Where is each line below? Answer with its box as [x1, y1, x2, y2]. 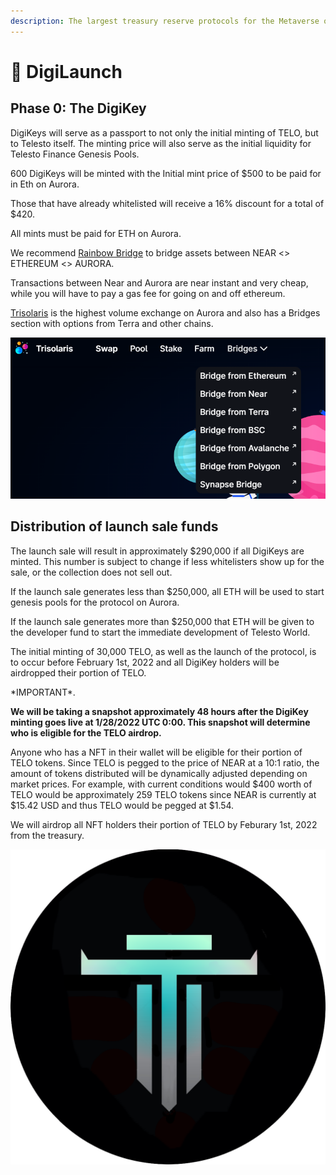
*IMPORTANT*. [10, 686, 76, 698]
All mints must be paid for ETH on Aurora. [10, 227, 182, 239]
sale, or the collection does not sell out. [10, 566, 173, 578]
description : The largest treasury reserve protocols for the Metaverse [10, 16, 320, 26]
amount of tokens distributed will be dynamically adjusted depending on [10, 767, 308, 779]
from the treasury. [10, 829, 85, 841]
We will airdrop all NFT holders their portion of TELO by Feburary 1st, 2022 [10, 818, 318, 830]
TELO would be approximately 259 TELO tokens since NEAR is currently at [10, 788, 317, 800]
